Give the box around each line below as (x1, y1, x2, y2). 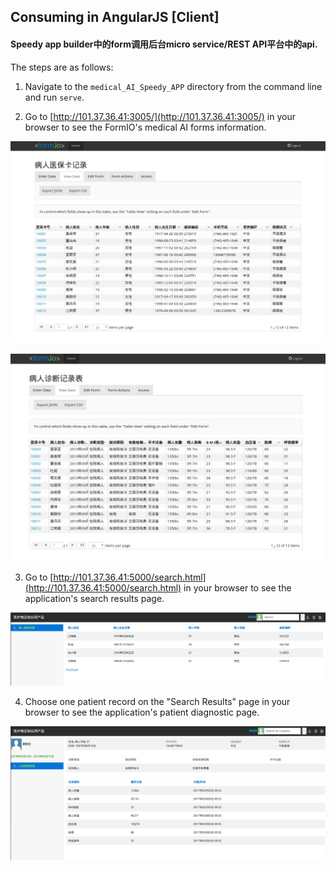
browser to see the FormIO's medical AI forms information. (24, 121, 267, 133)
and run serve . (24, 91, 85, 103)
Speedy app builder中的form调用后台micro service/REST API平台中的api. (10, 38, 318, 50)
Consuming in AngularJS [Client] (10, 9, 220, 26)
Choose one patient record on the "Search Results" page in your (24, 696, 291, 708)
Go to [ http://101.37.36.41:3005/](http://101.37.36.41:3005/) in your (24, 110, 296, 122)
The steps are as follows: (10, 61, 114, 73)
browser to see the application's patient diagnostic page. (24, 706, 260, 719)
